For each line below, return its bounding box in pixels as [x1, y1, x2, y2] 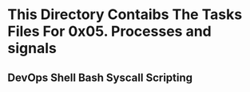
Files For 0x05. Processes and [7, 22, 212, 40]
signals [7, 40, 57, 57]
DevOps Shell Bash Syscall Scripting [7, 71, 193, 84]
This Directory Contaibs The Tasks [7, 6, 243, 24]
